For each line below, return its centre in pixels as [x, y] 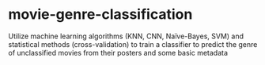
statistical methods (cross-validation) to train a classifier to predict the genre [133, 44]
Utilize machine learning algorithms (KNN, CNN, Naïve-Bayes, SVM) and [126, 36]
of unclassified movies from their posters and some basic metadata [118, 52]
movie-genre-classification [100, 14]
